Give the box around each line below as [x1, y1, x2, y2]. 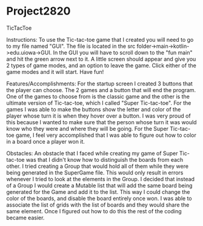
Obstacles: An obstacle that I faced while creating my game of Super [6, 150, 178, 157]
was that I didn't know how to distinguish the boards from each [25, 156, 184, 163]
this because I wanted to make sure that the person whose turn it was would [6, 118, 197, 125]
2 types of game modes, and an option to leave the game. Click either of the [6, 62, 197, 69]
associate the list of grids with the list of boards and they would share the [6, 201, 190, 208]
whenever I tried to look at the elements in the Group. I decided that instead [6, 175, 195, 182]
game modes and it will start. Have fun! [6, 68, 104, 75]
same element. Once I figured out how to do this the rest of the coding [6, 207, 182, 214]
